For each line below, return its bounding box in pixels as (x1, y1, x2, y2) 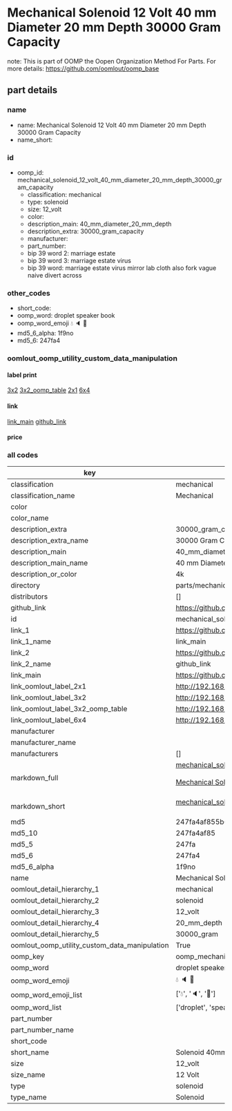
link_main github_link (7, 417, 67, 425)
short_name (10, 1047, 50, 1057)
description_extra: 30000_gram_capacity (27, 226, 144, 235)
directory (10, 581, 40, 590)
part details (7, 84, 58, 96)
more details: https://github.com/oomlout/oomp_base (7, 64, 159, 73)
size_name (10, 1070, 46, 1080)
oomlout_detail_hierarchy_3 (10, 907, 99, 916)
